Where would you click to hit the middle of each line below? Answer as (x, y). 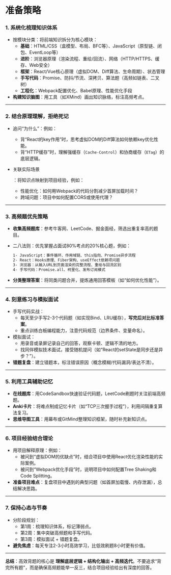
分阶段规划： (26, 520)
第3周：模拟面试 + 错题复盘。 (51, 539)
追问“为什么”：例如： (35, 128)
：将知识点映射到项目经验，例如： (48, 180)
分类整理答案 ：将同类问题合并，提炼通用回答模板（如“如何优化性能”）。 (87, 280)
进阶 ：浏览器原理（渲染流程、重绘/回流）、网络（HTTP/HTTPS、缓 (90, 59)
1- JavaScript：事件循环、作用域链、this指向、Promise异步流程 (74, 255)
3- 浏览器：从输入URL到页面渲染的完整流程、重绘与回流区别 (67, 265)
